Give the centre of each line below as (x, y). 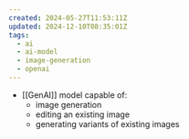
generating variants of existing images (107, 123)
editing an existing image (82, 114)
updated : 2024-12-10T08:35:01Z (68, 27)
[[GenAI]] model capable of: (74, 95)
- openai (33, 69)
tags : (19, 35)
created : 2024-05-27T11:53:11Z (68, 18)
